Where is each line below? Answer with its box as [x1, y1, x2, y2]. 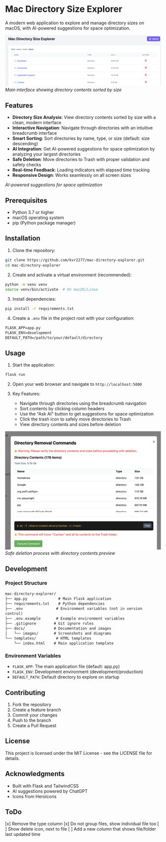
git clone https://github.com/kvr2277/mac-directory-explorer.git [5, 258, 145, 263]
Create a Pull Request [12, 723, 57, 729]
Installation [5, 234, 41, 243]
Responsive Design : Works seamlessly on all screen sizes [12, 172, 131, 178]
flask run [5, 372, 26, 377]
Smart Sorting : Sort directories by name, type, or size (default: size [12, 135, 150, 142]
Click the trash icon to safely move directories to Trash [19, 416, 131, 422]
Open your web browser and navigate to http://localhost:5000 [12, 381, 142, 387]
